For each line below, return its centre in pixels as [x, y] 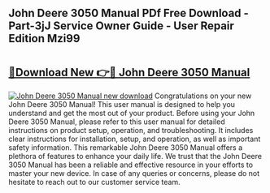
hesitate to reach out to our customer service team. [94, 182]
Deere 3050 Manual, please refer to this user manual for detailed [117, 122]
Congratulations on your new [203, 96]
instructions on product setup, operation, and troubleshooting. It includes [131, 130]
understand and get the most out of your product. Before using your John [132, 113]
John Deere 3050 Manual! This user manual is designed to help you [122, 104]
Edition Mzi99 [44, 39]
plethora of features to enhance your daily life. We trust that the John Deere [135, 156]
